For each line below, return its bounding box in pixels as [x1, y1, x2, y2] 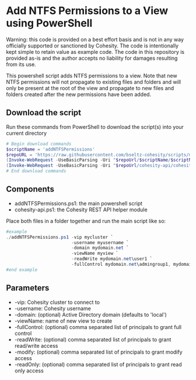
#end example [6, 266, 38, 273]
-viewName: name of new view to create [14, 317, 113, 324]
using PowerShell [6, 16, 93, 30]
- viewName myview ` [71, 251, 118, 256]
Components [6, 184, 54, 194]
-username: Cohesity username [14, 304, 92, 311]
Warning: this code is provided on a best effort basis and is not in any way [6, 36, 184, 43]
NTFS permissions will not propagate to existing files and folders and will [6, 78, 181, 85]
